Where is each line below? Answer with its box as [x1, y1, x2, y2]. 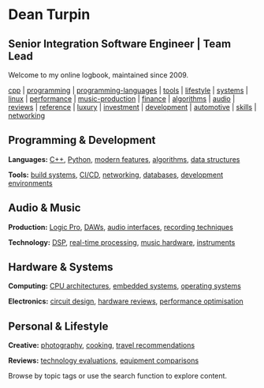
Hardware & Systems [8, 261, 113, 274]
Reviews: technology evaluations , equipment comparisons [8, 356, 199, 365]
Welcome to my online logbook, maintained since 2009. [8, 70, 189, 80]
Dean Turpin [8, 6, 91, 24]
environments [8, 178, 53, 187]
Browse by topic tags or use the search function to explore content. [8, 371, 227, 381]
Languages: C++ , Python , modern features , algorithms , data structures [8, 154, 240, 164]
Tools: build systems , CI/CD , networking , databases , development [8, 170, 223, 179]
